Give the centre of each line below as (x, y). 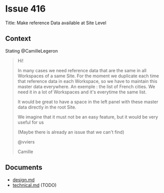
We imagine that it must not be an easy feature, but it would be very (88, 117)
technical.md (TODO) (34, 185)
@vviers (26, 141)
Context (18, 39)
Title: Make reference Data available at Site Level (56, 23)
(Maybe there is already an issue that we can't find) (71, 132)
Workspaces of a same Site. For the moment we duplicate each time (88, 76)
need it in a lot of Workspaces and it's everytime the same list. (82, 92)
